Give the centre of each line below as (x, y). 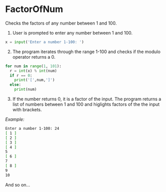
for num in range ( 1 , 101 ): (33, 66)
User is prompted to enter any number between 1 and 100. (72, 33)
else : (16, 85)
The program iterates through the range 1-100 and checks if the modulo (86, 52)
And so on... (18, 184)
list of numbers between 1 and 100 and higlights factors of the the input (86, 104)
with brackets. (27, 110)
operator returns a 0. (34, 57)
